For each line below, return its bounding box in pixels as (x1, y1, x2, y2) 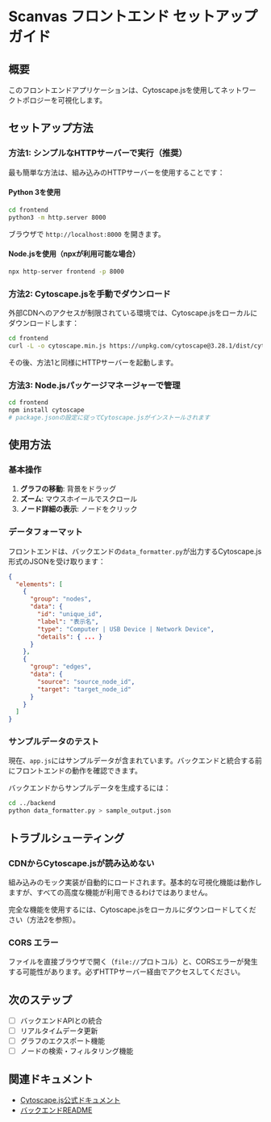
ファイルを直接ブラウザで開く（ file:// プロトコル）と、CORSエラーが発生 (8, 957, 258, 967)
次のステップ (8, 993, 73, 1006)
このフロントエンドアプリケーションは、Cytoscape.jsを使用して (8, 86, 222, 95)
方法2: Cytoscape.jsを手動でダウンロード (8, 288, 171, 299)
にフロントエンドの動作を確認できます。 (8, 766, 143, 776)
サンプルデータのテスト (8, 736, 99, 748)
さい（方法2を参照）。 (8, 914, 81, 924)
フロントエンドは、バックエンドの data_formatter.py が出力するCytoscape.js (8, 546, 262, 556)
